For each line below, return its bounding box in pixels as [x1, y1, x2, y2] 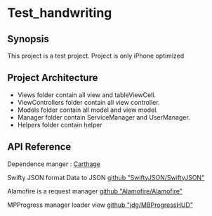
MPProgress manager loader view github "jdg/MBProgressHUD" [7, 201, 193, 209]
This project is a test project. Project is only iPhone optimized [7, 51, 185, 60]
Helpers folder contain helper [17, 120, 103, 129]
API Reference [7, 141, 72, 153]
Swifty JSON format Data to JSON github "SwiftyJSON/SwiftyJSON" [7, 173, 205, 182]
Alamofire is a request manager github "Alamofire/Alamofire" [7, 186, 183, 195]
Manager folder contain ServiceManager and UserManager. [17, 113, 191, 121]
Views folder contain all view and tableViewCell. [17, 90, 157, 99]
